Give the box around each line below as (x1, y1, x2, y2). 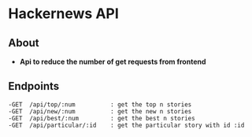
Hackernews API (8, 5, 120, 23)
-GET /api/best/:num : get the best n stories (8, 114, 195, 122)
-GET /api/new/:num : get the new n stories (8, 107, 192, 115)
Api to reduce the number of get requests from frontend (19, 57, 206, 66)
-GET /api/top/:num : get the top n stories (8, 100, 192, 109)
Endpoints (8, 80, 60, 93)
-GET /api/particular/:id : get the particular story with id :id (8, 121, 245, 129)
